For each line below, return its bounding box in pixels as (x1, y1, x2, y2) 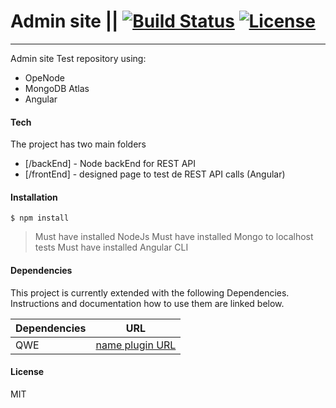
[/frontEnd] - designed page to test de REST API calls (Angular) (24, 168, 286, 180)
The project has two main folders (10, 138, 147, 150)
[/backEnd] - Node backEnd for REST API (24, 158, 196, 170)
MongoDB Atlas (24, 82, 90, 94)
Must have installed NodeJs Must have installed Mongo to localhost (34, 231, 314, 243)
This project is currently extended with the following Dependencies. (10, 286, 290, 299)
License (10, 366, 45, 378)
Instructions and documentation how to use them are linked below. (10, 297, 285, 309)
